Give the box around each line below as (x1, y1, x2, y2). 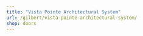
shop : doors (6, 20, 37, 26)
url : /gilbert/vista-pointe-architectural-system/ (6, 15, 138, 21)
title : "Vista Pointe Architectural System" (6, 9, 121, 15)
